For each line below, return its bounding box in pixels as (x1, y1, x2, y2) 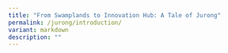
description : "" (8, 33, 62, 41)
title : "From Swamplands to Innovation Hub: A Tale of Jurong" (8, 11, 222, 19)
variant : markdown (8, 26, 69, 34)
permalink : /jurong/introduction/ (8, 19, 123, 26)
